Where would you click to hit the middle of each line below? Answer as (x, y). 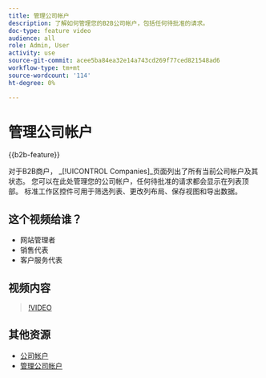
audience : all (32, 38)
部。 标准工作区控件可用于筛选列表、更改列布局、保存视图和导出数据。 (125, 191)
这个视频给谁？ (45, 219)
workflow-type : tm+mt (44, 68)
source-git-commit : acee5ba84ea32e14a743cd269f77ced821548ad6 (114, 61)
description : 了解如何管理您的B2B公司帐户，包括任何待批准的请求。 (109, 23)
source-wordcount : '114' (50, 75)
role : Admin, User (39, 46)
